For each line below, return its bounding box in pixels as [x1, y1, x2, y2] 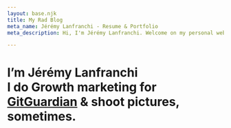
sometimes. [7, 109, 77, 125]
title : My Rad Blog [7, 17, 63, 23]
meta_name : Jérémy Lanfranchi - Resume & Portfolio [7, 23, 158, 30]
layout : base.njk [7, 10, 57, 17]
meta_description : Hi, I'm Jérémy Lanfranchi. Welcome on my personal [7, 29, 214, 36]
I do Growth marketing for [7, 80, 157, 95]
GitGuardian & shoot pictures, [7, 94, 180, 110]
